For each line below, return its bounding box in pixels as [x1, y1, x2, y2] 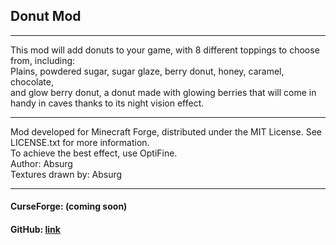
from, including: [10, 54, 76, 66]
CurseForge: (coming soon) [10, 200, 128, 213]
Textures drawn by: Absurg [10, 168, 123, 180]
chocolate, [10, 75, 54, 88]
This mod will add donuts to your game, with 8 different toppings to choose [10, 44, 320, 56]
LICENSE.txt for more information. [10, 136, 150, 148]
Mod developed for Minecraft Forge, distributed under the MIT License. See [10, 125, 322, 138]
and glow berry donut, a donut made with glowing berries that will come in [10, 86, 317, 98]
